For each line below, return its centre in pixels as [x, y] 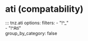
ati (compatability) [44, 9]
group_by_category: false [31, 33]
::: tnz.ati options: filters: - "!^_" [37, 23]
